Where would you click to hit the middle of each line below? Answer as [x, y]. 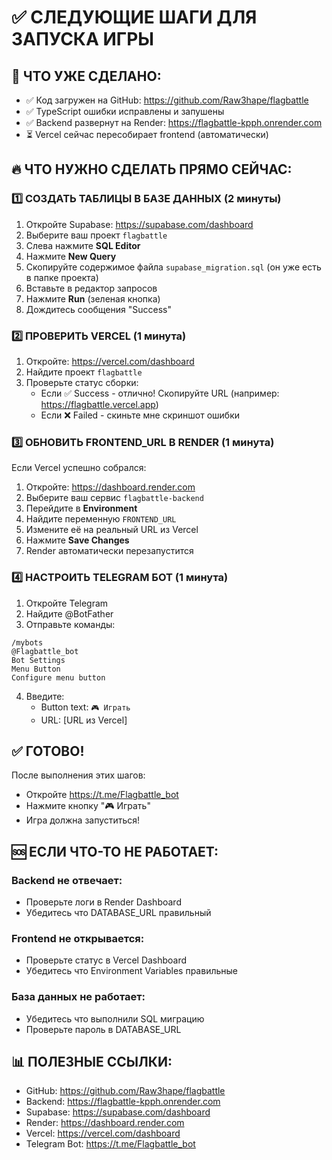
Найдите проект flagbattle [84, 372]
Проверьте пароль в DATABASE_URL [103, 1029]
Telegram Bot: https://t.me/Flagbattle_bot [110, 1144]
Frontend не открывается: [78, 938]
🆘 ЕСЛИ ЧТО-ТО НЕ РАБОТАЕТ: [115, 851]
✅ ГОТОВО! [48, 751]
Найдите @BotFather [69, 613]
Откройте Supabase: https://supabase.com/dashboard [139, 224]
